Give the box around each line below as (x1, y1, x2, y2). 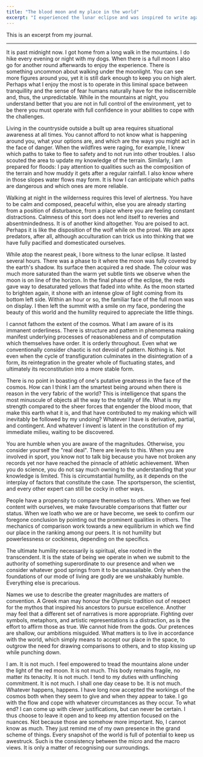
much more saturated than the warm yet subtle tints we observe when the (6, 270, 190, 277)
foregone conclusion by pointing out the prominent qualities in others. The (6, 516, 192, 523)
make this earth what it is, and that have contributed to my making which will (6, 409, 197, 416)
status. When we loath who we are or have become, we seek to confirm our (6, 509, 195, 517)
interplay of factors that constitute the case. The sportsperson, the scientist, (6, 478, 196, 486)
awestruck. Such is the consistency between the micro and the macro (6, 737, 180, 744)
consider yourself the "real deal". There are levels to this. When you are (6, 446, 184, 453)
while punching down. (6, 648, 62, 656)
